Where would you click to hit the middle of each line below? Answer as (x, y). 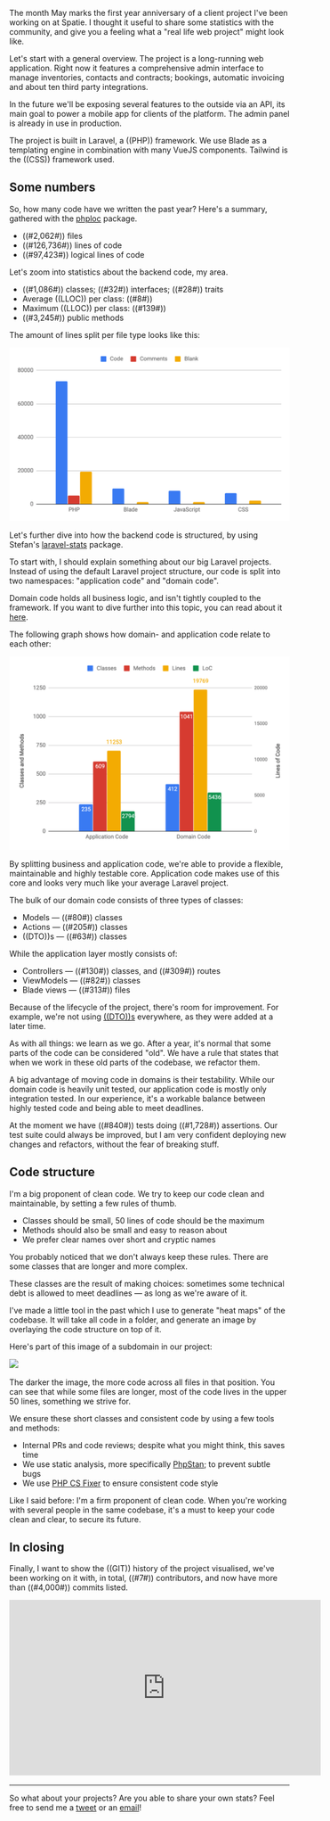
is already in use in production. (66, 123)
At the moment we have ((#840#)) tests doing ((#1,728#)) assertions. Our (144, 1125)
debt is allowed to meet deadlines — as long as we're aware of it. (129, 1293)
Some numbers (52, 188)
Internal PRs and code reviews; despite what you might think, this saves (153, 1445)
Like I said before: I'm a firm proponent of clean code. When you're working (148, 1500)
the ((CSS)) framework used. (62, 159)
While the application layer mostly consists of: (93, 953)
